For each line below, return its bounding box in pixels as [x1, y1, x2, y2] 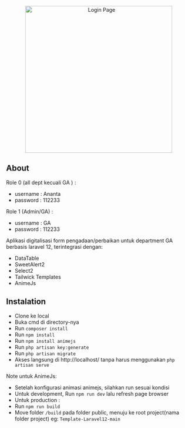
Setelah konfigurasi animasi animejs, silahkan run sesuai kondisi [14, 384, 170, 391]
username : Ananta [14, 190, 61, 197]
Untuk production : [14, 396, 60, 403]
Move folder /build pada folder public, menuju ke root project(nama [14, 409, 180, 416]
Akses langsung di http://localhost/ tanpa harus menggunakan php [14, 356, 175, 363]
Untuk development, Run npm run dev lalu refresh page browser [14, 390, 169, 397]
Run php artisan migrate [14, 350, 76, 357]
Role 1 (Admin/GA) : [6, 208, 53, 215]
